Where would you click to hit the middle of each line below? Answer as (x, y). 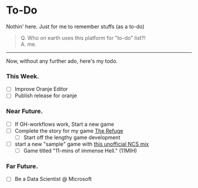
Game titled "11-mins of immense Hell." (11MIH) (80, 150)
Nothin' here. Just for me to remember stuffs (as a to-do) (75, 26)
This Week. (23, 76)
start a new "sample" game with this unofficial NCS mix (82, 144)
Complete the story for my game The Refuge (69, 130)
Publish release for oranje (46, 96)
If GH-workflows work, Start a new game (64, 124)
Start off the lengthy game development (72, 137)
